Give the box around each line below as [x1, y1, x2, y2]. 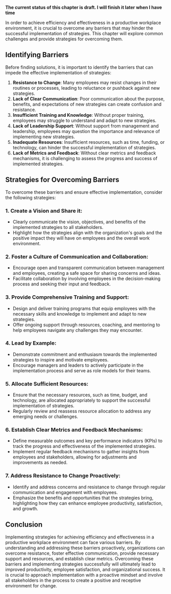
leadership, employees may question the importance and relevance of [12, 128, 160, 134]
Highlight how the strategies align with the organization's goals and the [12, 229, 162, 236]
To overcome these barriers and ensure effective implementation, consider [5, 189, 163, 195]
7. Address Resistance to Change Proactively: [5, 472, 121, 479]
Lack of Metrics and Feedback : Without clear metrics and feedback [12, 150, 156, 156]
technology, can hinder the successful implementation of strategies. [12, 144, 156, 150]
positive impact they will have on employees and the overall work [12, 235, 150, 241]
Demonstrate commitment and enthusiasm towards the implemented [12, 351, 157, 357]
